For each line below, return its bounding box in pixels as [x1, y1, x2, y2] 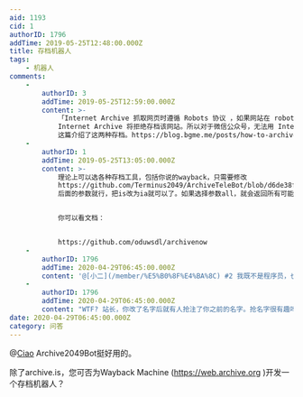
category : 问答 [9, 321, 64, 330]
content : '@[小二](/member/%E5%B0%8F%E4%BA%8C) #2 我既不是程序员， [41, 272, 291, 281]
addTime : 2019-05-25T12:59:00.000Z [41, 97, 176, 106]
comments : [9, 72, 47, 81]
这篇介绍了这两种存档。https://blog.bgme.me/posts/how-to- [57, 131, 270, 140]
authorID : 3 [41, 88, 87, 97]
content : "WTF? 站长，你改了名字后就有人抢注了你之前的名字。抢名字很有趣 [41, 305, 290, 314]
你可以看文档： [57, 214, 106, 223]
